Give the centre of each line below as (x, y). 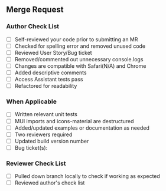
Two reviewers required (43, 134)
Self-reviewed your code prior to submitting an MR (76, 39)
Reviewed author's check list (50, 183)
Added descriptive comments (51, 73)
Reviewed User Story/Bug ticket (53, 52)
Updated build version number (52, 141)
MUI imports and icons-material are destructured (74, 121)
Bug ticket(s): (31, 147)
